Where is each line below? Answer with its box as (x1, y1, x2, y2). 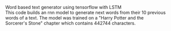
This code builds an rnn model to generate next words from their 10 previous (5, 9, 166, 15)
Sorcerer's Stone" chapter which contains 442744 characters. (5, 20, 136, 26)
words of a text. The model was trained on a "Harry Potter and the (5, 15, 144, 20)
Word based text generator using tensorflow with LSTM (5, 4, 122, 10)
